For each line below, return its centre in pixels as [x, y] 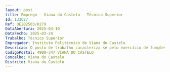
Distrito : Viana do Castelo [35, 62]
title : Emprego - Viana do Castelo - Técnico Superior [64, 15]
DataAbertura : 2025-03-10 [32, 29]
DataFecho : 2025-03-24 [29, 33]
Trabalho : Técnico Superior [35, 39]
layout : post [19, 10]
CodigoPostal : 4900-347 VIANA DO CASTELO [50, 52]
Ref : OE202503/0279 [26, 24]
